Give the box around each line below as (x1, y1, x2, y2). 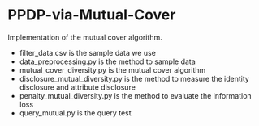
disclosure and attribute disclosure (19, 82, 136, 92)
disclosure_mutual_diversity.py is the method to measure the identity (19, 73, 249, 83)
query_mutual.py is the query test (19, 107, 132, 118)
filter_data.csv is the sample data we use (19, 48, 156, 57)
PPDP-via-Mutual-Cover (7, 6, 176, 24)
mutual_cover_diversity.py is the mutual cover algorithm (19, 65, 206, 74)
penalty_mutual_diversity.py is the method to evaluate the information (19, 90, 253, 100)
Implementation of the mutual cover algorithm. (7, 32, 163, 42)
